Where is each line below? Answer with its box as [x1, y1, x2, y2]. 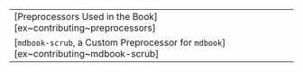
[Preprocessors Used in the [14, 11, 131, 22]
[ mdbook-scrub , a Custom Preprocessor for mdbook [14, 36, 223, 49]
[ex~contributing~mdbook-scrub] [14, 48, 160, 59]
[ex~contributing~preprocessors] [14, 22, 156, 34]
